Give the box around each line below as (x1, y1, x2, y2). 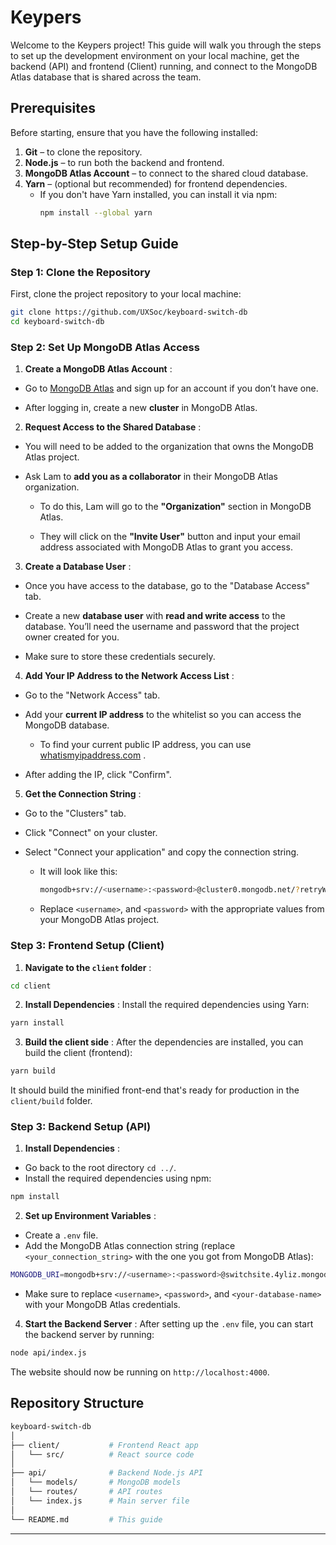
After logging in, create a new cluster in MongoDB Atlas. (24, 402, 258, 414)
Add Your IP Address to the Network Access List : (24, 670, 235, 682)
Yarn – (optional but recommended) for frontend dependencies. (24, 177, 288, 190)
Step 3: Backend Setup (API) (10, 1120, 152, 1134)
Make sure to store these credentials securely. (24, 651, 216, 663)
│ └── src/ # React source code (10, 1449, 195, 1460)
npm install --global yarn (39, 207, 153, 218)
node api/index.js (10, 1348, 87, 1358)
